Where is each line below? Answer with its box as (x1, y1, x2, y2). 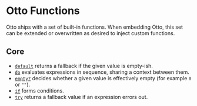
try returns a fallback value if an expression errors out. (14, 93, 148, 100)
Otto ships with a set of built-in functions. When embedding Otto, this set (6, 23, 183, 30)
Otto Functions (6, 4, 81, 18)
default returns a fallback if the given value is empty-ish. (14, 62, 153, 69)
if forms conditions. (14, 87, 64, 94)
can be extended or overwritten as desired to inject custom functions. (6, 29, 175, 36)
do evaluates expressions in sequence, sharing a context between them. (14, 69, 189, 76)
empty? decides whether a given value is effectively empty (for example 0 (14, 74, 192, 81)
